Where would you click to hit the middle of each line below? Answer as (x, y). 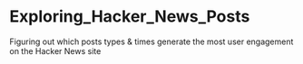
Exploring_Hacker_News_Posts (130, 17)
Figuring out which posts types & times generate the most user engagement (151, 41)
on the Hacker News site (55, 50)
